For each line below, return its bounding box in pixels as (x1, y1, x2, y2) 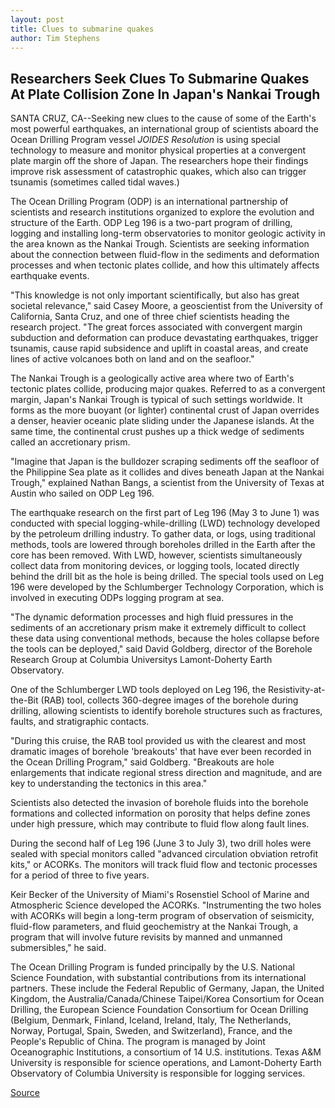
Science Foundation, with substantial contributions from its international (10, 972, 307, 984)
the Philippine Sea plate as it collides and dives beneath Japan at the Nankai (10, 466, 325, 478)
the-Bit (10, 694, 39, 706)
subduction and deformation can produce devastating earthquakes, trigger (10, 332, 319, 344)
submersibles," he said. (10, 942, 107, 954)
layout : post (10, 14, 65, 25)
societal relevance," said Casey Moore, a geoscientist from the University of (10, 300, 323, 312)
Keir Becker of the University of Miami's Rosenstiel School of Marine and (10, 889, 310, 901)
